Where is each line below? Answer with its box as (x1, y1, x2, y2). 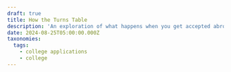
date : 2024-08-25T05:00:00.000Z (7, 29, 100, 36)
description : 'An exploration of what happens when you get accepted (7, 23, 211, 29)
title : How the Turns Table (7, 16, 88, 23)
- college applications (19, 49, 88, 56)
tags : (13, 42, 30, 49)
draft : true (7, 10, 41, 17)
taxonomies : (7, 36, 41, 43)
